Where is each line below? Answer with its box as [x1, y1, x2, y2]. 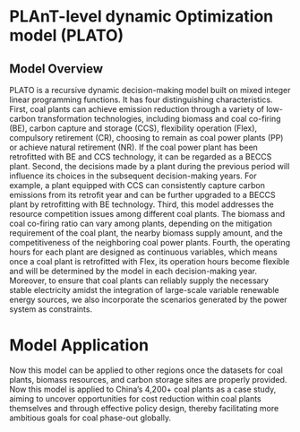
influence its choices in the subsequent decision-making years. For [9, 170, 257, 181]
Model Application [9, 335, 150, 356]
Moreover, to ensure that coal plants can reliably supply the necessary [9, 275, 269, 286]
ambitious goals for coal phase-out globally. [9, 412, 172, 423]
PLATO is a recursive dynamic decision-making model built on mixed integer [9, 85, 291, 95]
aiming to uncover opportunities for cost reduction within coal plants [9, 393, 261, 404]
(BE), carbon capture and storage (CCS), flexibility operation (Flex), [9, 123, 258, 134]
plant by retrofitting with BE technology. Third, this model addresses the [9, 199, 275, 210]
